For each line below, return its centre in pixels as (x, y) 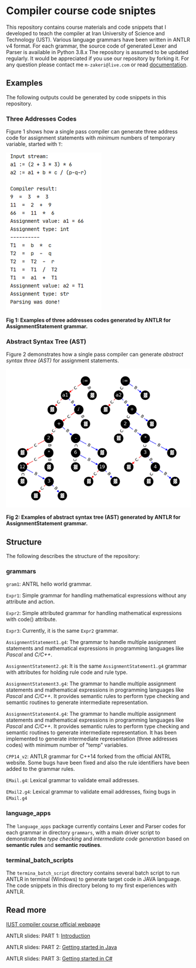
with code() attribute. (32, 619)
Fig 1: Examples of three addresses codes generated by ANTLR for (89, 320)
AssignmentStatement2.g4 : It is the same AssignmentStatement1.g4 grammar (97, 666)
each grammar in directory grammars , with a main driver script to (83, 832)
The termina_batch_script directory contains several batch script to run (93, 873)
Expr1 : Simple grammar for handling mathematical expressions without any (96, 596)
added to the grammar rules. (40, 769)
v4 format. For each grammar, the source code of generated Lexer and (92, 46)
